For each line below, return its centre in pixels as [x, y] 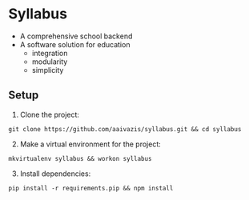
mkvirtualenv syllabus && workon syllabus [80, 158]
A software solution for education [75, 44]
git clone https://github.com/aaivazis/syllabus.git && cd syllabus [125, 129]
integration [50, 53]
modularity [50, 62]
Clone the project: [50, 114]
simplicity [48, 70]
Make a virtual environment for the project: [90, 144]
